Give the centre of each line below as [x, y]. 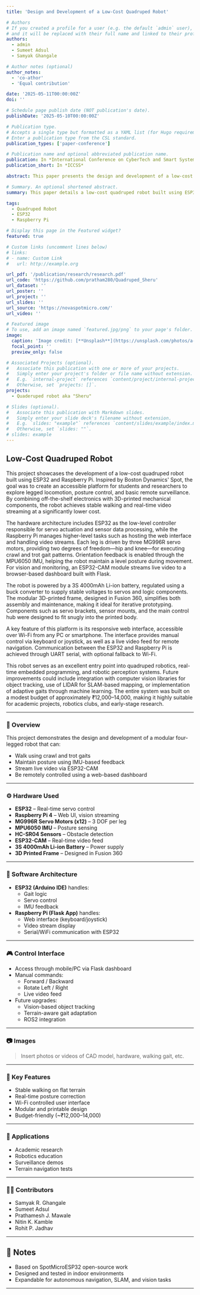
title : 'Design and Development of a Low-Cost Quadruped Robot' [87, 12]
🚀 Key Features [28, 1077]
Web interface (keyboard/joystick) [65, 919]
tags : [13, 203]
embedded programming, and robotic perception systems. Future [98, 672]
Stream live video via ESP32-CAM [56, 768]
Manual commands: [39, 975]
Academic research [39, 1149]
